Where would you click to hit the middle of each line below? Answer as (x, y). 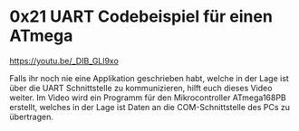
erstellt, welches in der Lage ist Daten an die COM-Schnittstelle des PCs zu (150, 107)
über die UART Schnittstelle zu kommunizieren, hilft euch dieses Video (141, 88)
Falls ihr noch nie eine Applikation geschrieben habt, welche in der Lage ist (149, 78)
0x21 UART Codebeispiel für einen (141, 17)
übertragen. (32, 117)
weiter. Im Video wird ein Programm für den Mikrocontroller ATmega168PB (148, 98)
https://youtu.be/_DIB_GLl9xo (64, 61)
